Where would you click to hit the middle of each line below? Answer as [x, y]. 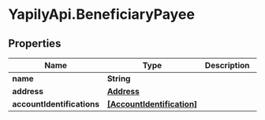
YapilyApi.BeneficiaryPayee [102, 15]
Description [227, 65]
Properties [35, 44]
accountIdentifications [56, 104]
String [119, 78]
